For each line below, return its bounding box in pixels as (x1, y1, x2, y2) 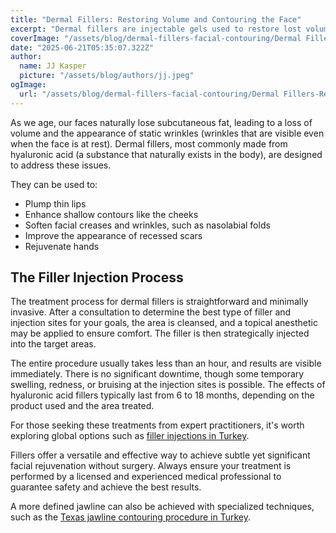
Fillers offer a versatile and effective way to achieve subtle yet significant (10, 449, 311, 461)
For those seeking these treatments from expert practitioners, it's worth (10, 419, 305, 431)
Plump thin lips (24, 197, 87, 210)
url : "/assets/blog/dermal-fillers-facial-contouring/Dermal (19, 89, 280, 99)
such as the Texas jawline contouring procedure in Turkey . (10, 511, 251, 523)
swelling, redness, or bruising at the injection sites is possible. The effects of (10, 379, 326, 391)
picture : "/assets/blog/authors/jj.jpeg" (19, 71, 195, 81)
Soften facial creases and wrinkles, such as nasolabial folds (24, 219, 271, 231)
